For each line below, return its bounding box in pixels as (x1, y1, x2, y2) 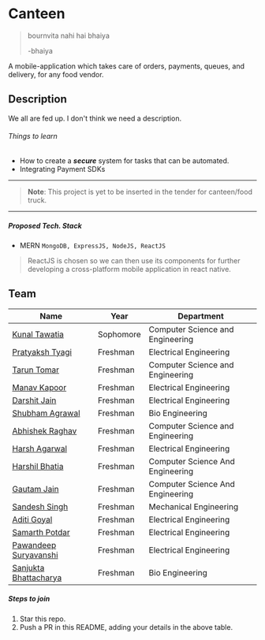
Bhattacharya (12, 572, 62, 583)
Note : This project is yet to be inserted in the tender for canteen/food (27, 187, 252, 196)
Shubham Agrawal (12, 407, 80, 419)
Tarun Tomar (12, 364, 60, 375)
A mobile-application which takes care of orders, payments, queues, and (8, 61, 244, 71)
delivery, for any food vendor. (8, 69, 104, 79)
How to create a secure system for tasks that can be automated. (19, 155, 230, 166)
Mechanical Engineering (148, 501, 239, 512)
